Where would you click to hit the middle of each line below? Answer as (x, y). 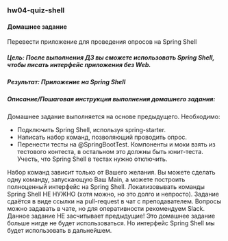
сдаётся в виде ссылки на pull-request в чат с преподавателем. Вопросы (114, 201)
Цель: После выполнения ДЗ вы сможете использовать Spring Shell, (111, 58)
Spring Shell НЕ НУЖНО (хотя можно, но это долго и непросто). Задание (113, 194)
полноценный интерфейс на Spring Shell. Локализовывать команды (106, 186)
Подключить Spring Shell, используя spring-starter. (91, 129)
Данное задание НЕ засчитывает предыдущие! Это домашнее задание (111, 216)
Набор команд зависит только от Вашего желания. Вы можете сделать (111, 172)
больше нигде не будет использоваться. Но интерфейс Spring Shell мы (111, 223)
